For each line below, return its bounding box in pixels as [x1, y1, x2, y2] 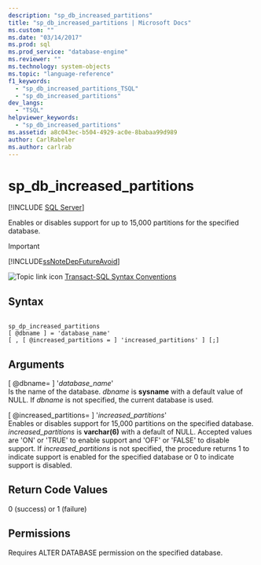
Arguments [8, 358, 65, 371]
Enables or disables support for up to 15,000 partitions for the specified [8, 218, 240, 228]
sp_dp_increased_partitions [8, 323, 101, 331]
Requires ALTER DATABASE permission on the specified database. [8, 548, 223, 557]
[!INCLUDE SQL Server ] [8, 203, 85, 212]
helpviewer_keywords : [8, 114, 79, 122]
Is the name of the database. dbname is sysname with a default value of [8, 387, 244, 396]
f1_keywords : [8, 77, 51, 85]
